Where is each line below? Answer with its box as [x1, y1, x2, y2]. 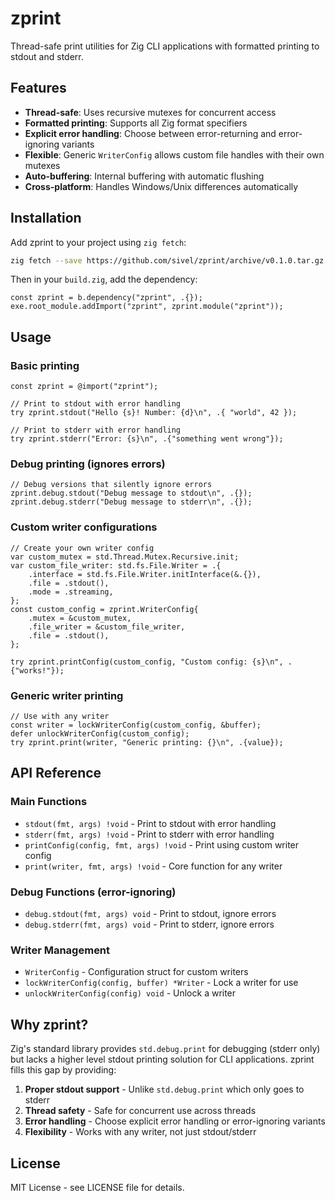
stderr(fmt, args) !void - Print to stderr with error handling [24, 828, 275, 840]
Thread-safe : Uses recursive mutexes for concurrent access [24, 106, 277, 118]
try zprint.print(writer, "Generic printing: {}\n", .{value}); [10, 738, 284, 748]
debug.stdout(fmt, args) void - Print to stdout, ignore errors [24, 908, 277, 919]
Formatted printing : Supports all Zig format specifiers [24, 117, 248, 129]
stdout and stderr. [10, 50, 84, 62]
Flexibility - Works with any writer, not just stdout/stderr [24, 1126, 257, 1138]
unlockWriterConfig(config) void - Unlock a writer [24, 987, 237, 999]
